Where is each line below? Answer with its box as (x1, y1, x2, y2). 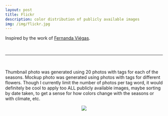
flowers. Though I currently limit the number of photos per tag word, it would (5, 80, 163, 86)
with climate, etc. (5, 96, 40, 102)
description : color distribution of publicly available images (5, 17, 140, 22)
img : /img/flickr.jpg (5, 21, 50, 27)
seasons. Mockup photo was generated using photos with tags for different (5, 74, 160, 80)
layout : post (5, 7, 32, 13)
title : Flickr (5, 12, 35, 17)
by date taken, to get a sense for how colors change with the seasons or (5, 90, 154, 96)
